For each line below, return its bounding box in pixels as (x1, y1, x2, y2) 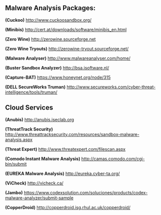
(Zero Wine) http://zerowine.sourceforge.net (5, 36, 96, 42)
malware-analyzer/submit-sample (5, 195, 74, 201)
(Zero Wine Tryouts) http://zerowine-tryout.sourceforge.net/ (5, 45, 129, 51)
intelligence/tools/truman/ (5, 89, 58, 95)
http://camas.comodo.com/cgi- (81, 155, 145, 162)
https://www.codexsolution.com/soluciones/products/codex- (24, 189, 148, 195)
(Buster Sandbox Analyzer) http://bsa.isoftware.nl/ (5, 65, 109, 71)
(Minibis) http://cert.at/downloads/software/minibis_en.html (5, 27, 127, 33)
